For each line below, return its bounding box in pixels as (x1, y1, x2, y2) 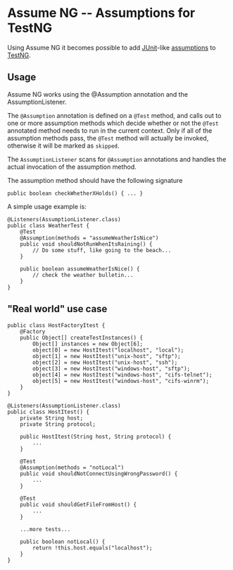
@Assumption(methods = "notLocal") (20, 464, 125, 471)
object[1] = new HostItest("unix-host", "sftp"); (32, 352, 181, 360)
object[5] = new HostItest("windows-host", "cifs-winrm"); (32, 377, 210, 384)
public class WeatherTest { (7, 222, 90, 229)
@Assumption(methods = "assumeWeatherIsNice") (20, 234, 159, 242)
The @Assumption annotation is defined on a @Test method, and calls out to (7, 111, 222, 119)
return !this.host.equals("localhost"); (32, 544, 153, 552)
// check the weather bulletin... (32, 271, 134, 278)
